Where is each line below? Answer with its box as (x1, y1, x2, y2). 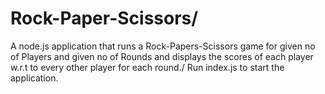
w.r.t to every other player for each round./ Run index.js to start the (10, 61, 285, 73)
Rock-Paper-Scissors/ (10, 7, 199, 30)
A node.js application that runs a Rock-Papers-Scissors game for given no (10, 40, 316, 52)
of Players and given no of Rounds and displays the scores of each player (10, 50, 314, 62)
